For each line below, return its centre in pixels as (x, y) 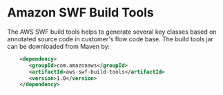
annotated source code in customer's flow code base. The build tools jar (110, 39)
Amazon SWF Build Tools (80, 13)
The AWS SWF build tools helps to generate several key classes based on (112, 32)
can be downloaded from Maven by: (59, 46)
